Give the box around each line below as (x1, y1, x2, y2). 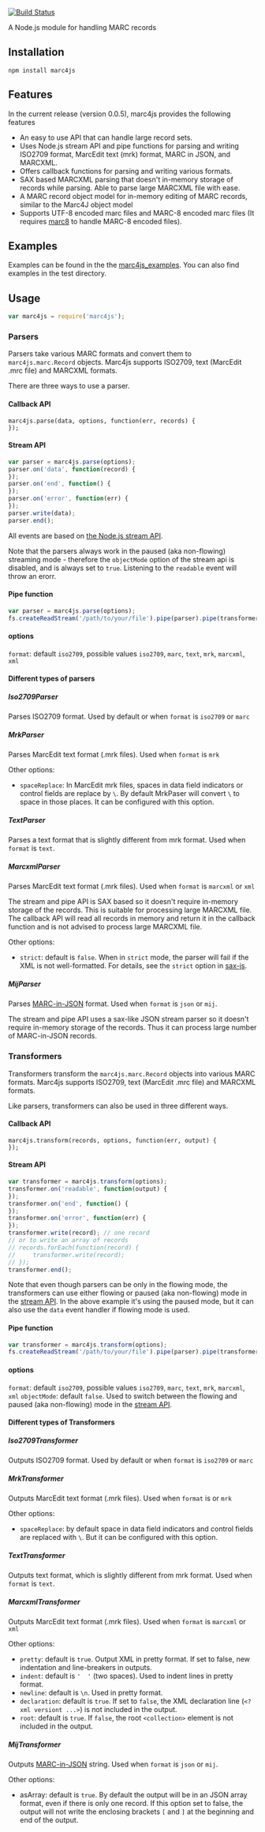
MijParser (8, 979, 41, 989)
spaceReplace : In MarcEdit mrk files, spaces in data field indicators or (19, 780, 244, 790)
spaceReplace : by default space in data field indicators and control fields (19, 1524, 254, 1534)
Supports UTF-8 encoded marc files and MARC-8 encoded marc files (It (19, 208, 255, 217)
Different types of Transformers (8, 1417, 116, 1427)
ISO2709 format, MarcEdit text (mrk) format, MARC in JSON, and (19, 149, 231, 159)
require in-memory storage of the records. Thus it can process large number (8, 1023, 257, 1032)
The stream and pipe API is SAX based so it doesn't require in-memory (8, 897, 239, 907)
